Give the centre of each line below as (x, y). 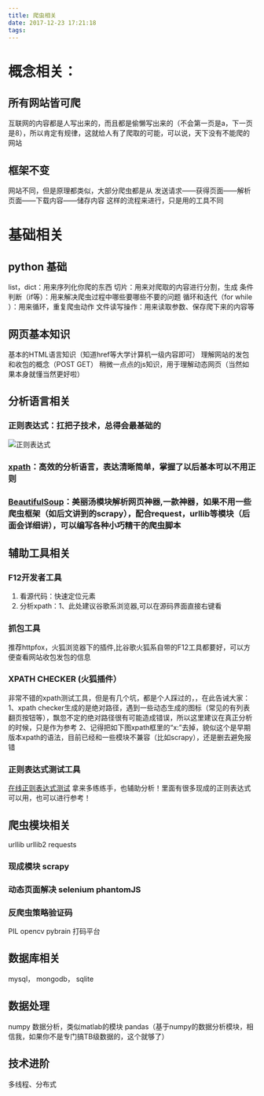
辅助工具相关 (39, 553)
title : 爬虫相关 (32, 15)
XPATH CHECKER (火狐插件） (65, 679)
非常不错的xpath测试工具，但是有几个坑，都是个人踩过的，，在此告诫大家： (129, 698)
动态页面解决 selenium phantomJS (75, 889)
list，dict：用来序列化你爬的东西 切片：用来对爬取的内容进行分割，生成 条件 (131, 287)
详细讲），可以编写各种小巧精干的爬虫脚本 (103, 525)
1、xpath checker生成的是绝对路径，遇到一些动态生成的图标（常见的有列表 (129, 707)
